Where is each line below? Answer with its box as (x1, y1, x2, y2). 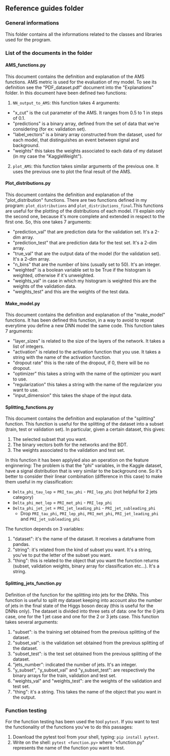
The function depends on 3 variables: (5, 526, 84, 532)
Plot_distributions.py (5, 180, 51, 186)
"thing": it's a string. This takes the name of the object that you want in (12, 688, 162, 695)
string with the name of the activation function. (12, 354, 111, 361)
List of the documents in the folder (5, 49, 93, 56)
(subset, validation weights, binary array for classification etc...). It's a (12, 563, 160, 569)
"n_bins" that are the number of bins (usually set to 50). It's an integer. (12, 261, 161, 268)
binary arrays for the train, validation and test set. (12, 672, 117, 678)
